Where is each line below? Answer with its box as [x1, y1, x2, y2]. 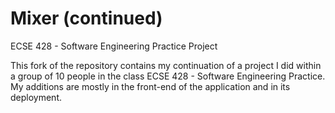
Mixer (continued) [10, 7, 163, 30]
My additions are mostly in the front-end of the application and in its [10, 80, 291, 92]
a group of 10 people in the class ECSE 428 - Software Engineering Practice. [10, 70, 326, 82]
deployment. [10, 91, 62, 103]
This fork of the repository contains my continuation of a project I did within [10, 59, 322, 71]
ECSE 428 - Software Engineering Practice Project [10, 40, 218, 52]
